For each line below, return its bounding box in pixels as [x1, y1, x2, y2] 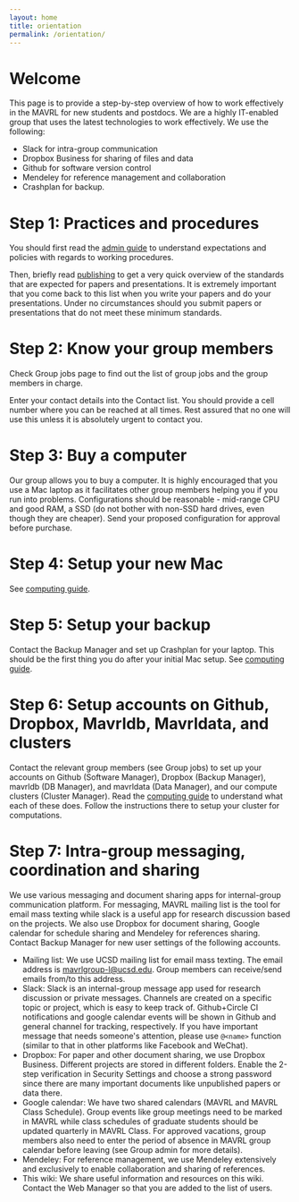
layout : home [9, 13, 58, 22]
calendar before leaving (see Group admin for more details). [21, 1144, 244, 1155]
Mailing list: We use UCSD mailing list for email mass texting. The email [21, 954, 284, 965]
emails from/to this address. [21, 973, 126, 984]
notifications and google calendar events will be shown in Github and [21, 1012, 277, 1022]
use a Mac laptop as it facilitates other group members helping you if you [9, 485, 278, 495]
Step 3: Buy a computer [9, 445, 187, 466]
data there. [21, 1088, 62, 1098]
